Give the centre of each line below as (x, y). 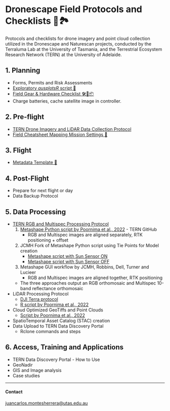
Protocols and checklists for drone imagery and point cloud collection (78, 38)
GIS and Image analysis (37, 370)
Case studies (26, 376)
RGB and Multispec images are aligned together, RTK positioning (95, 278)
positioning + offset (48, 240)
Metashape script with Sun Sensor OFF (69, 262)
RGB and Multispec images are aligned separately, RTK (85, 235)
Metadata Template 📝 (35, 162)
